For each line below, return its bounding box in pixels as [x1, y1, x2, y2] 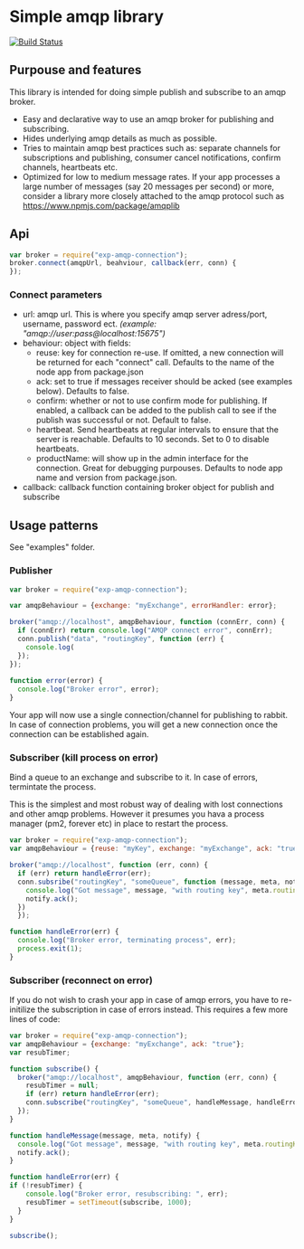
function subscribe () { [9, 1064, 100, 1074]
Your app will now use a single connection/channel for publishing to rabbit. [9, 710, 288, 721]
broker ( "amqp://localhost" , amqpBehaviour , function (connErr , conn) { [9, 618, 285, 627]
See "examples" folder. [9, 542, 95, 553]
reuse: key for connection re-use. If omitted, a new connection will [35, 347, 284, 358]
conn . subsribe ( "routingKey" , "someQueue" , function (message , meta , [17, 877, 281, 886]
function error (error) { [9, 677, 103, 686]
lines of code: [9, 1014, 61, 1025]
